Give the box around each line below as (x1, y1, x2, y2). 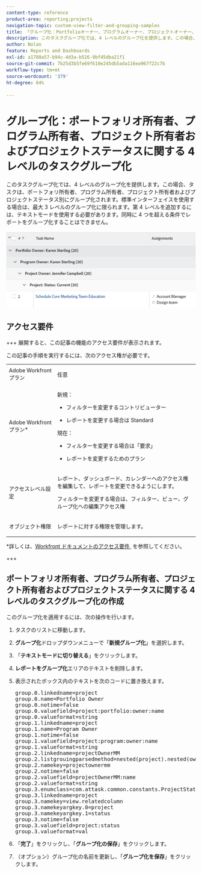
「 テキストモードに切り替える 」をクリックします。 (14, 651, 141, 659)
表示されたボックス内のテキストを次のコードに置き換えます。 (14, 677, 167, 684)
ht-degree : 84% (6, 80, 44, 86)
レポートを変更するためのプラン (66, 455, 145, 462)
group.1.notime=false (14, 731, 79, 738)
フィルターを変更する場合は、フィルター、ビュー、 (57, 495, 183, 502)
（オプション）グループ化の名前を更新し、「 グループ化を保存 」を (14, 853, 176, 860)
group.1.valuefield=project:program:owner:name (14, 737, 158, 744)
